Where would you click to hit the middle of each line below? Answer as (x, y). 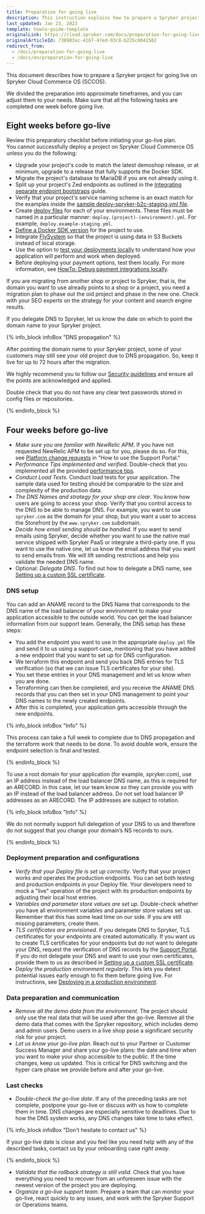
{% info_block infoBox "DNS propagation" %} (63, 337)
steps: (14, 630)
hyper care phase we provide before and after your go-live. (90, 1070)
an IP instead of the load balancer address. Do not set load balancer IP (95, 793)
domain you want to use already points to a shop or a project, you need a (98, 288)
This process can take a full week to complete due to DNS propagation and (101, 737)
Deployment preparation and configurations (73, 858)
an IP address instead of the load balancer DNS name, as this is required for (102, 781)
